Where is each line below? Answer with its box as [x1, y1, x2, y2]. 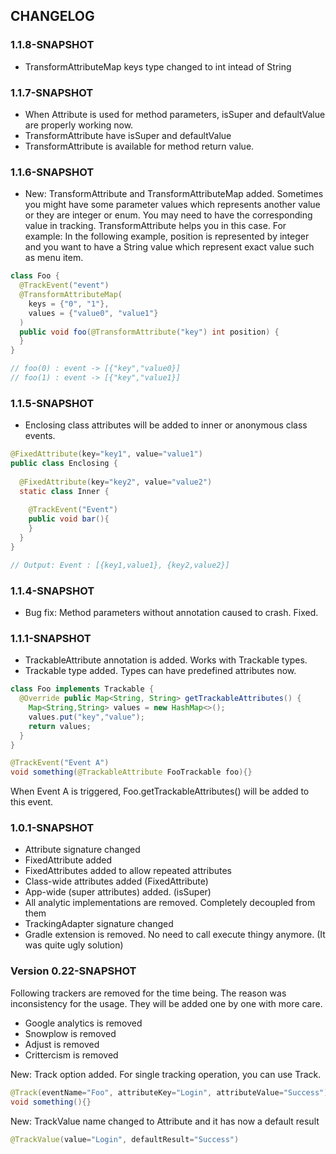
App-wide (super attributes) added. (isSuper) [24, 886, 212, 898]
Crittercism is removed [24, 1049, 119, 1061]
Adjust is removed [24, 1038, 100, 1050]
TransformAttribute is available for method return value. [24, 140, 255, 152]
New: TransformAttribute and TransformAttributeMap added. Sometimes [24, 188, 324, 200]
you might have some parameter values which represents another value [24, 199, 321, 211]
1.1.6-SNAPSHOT [10, 165, 95, 179]
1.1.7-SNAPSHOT [10, 85, 94, 99]
